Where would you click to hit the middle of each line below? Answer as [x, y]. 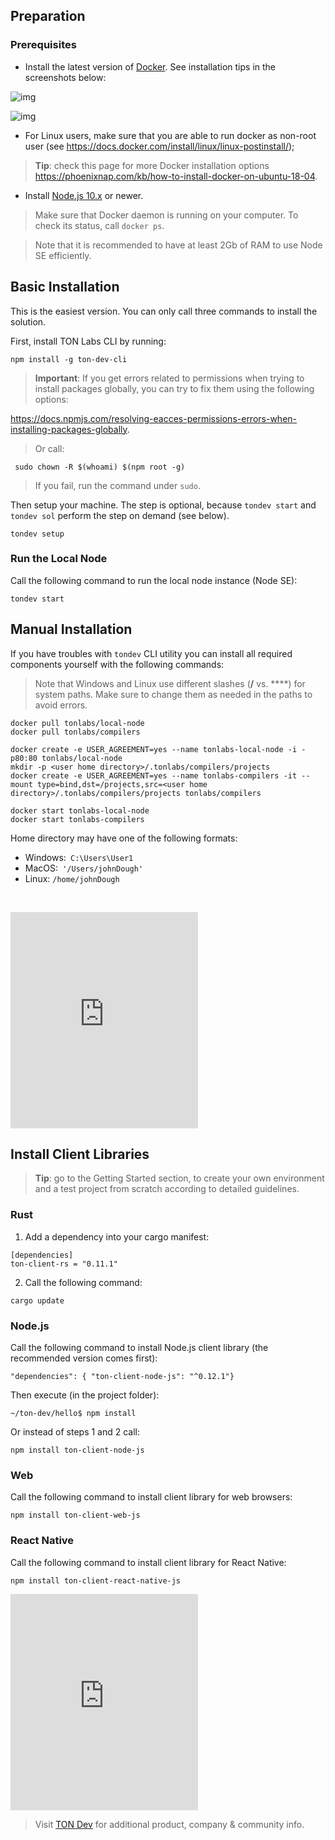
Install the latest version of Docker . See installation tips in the [150, 66]
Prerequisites [43, 45]
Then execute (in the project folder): [85, 1395]
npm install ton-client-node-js [77, 1450]
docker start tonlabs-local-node [80, 810]
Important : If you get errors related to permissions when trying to [169, 378]
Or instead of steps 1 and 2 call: [75, 1432]
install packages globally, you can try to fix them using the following [174, 388]
